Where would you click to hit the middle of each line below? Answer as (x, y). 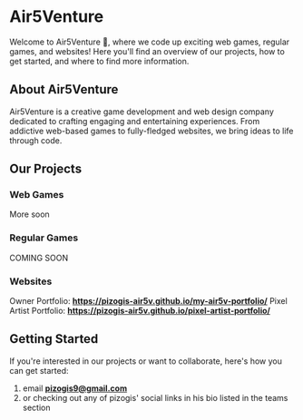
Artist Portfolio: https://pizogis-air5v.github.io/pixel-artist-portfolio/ (140, 311)
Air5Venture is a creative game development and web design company (142, 112)
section (36, 407)
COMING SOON (39, 258)
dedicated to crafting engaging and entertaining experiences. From (135, 121)
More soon (29, 214)
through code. (36, 140)
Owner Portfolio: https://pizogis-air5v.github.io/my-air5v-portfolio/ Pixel (148, 301)
